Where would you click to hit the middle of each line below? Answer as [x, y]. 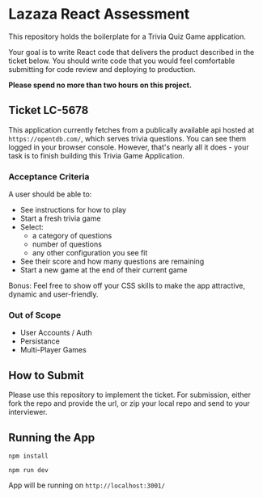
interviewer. [28, 412]
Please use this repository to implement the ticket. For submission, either [130, 395]
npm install [28, 456]
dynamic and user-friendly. [53, 294]
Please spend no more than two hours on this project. [100, 85]
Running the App [52, 437]
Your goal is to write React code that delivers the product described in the [131, 52]
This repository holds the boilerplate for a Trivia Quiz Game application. [127, 36]
